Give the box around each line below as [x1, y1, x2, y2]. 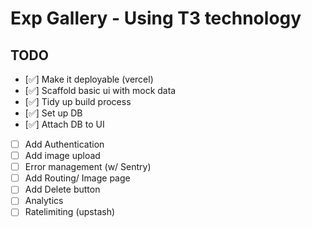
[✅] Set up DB [24, 107, 83, 119]
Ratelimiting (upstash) [24, 206, 116, 218]
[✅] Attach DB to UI [24, 118, 105, 130]
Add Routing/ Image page [24, 172, 131, 184]
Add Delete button [24, 183, 101, 196]
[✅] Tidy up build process [24, 96, 132, 107]
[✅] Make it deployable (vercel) [24, 73, 154, 85]
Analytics [24, 195, 64, 207]
